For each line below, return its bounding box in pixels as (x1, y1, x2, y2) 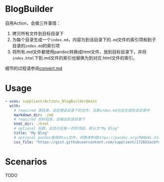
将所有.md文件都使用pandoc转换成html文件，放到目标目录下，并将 (12, 49, 146, 55)
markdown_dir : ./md (14, 112, 54, 118)
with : (9, 103, 21, 108)
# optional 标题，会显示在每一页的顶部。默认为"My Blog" (14, 126, 120, 131)
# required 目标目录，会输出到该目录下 (14, 117, 85, 122)
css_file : (14, 140, 34, 144)
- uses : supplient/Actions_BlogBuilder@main (5, 99, 97, 103)
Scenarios (5, 156, 47, 167)
